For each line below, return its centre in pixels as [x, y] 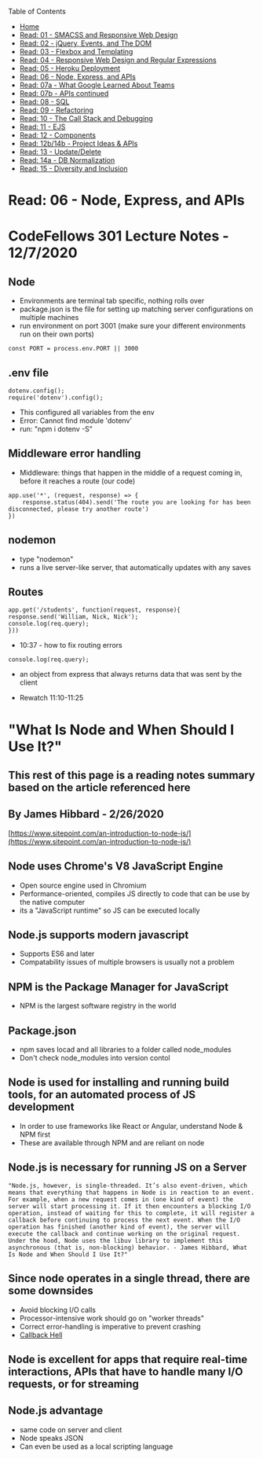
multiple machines [49, 318]
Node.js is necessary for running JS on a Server [128, 1168]
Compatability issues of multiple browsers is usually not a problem [127, 962]
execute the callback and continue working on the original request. [124, 1233]
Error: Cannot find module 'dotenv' [75, 421]
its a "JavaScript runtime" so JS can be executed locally [110, 910]
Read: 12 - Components [58, 135]
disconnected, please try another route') [79, 509]
